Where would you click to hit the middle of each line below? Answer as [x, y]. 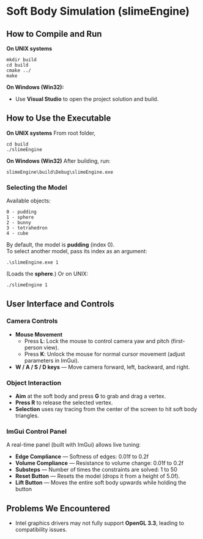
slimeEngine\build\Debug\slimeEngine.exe [60, 172]
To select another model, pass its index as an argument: [77, 251]
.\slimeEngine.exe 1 [33, 262]
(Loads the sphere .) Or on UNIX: [47, 274]
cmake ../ [19, 70]
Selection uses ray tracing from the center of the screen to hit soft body [106, 409]
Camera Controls [32, 321]
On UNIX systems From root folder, [51, 133]
